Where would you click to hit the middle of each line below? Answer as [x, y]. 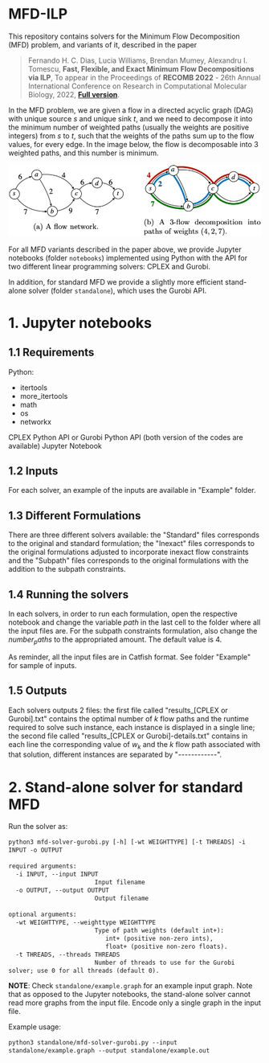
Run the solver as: [38, 827]
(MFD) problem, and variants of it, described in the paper [103, 44]
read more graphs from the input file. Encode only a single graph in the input [135, 1003]
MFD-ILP [38, 14]
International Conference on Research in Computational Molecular [137, 86]
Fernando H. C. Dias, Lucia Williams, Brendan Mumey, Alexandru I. [138, 60]
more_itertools [44, 396]
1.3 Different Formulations [75, 515]
